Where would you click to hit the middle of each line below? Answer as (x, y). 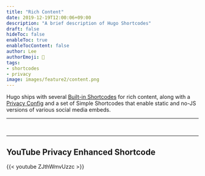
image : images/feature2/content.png (53, 80)
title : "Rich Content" (35, 12)
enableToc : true (27, 40)
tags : (13, 63)
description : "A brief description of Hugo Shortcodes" (79, 23)
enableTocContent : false (38, 46)
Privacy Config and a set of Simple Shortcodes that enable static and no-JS (101, 103)
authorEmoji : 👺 (26, 57)
